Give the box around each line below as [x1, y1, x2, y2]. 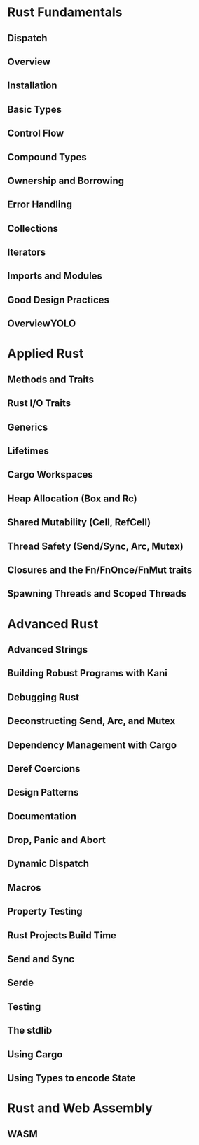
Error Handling [7, 199, 72, 211]
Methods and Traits [7, 373, 95, 385]
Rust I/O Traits [7, 397, 71, 410]
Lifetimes [7, 445, 49, 457]
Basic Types [7, 103, 62, 116]
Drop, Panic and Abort [7, 834, 107, 846]
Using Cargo [7, 1048, 63, 1060]
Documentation [7, 810, 77, 822]
